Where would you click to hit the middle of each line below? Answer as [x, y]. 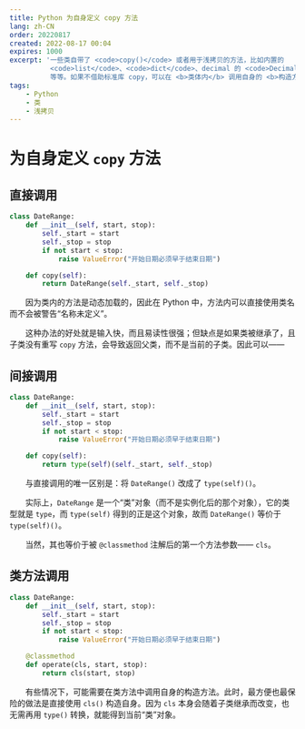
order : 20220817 [40, 35]
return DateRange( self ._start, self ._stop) [125, 284]
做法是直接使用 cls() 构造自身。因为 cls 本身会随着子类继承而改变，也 [157, 703]
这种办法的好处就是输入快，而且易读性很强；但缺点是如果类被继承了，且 [160, 333]
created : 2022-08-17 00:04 [60, 43]
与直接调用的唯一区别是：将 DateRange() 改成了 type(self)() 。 [143, 483]
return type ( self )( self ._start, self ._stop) [128, 465]
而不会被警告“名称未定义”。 [61, 314]
